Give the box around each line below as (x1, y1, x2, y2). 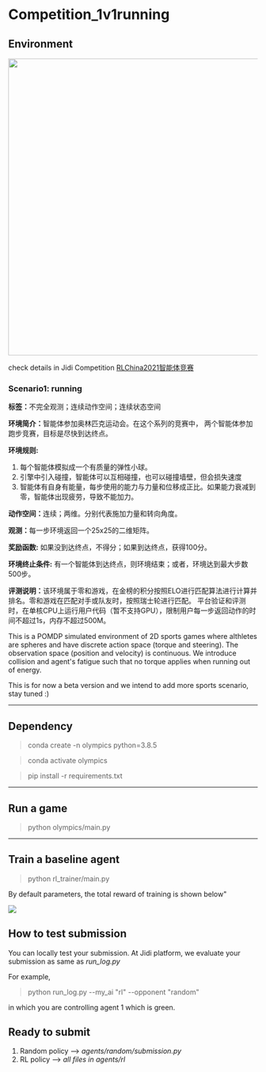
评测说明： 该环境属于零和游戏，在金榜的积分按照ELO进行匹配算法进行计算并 (8, 586, 257, 595)
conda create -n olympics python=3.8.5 (27, 740, 158, 750)
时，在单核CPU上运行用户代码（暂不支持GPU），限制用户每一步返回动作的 (8, 606, 249, 615)
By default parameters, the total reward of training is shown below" (8, 889, 227, 899)
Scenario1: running (8, 382, 82, 393)
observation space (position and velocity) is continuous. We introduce (8, 648, 237, 658)
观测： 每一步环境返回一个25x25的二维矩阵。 (8, 526, 154, 535)
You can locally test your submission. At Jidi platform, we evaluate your (8, 948, 241, 957)
